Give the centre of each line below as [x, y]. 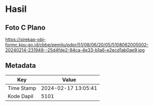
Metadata [21, 66]
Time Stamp [22, 88]
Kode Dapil [21, 96]
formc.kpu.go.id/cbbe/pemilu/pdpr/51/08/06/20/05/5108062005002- [77, 45]
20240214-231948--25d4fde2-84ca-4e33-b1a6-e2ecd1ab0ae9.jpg [75, 50]
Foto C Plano [25, 28]
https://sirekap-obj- [26, 39]
